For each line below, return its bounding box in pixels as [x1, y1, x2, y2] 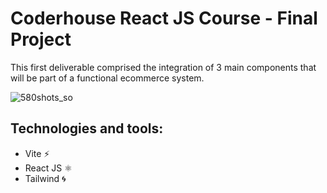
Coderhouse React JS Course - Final [10, 7, 318, 30]
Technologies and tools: [10, 120, 164, 137]
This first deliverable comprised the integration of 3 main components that [10, 61, 317, 73]
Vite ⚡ [24, 147, 50, 159]
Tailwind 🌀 [24, 172, 67, 184]
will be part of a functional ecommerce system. [10, 72, 205, 84]
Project [10, 28, 72, 51]
